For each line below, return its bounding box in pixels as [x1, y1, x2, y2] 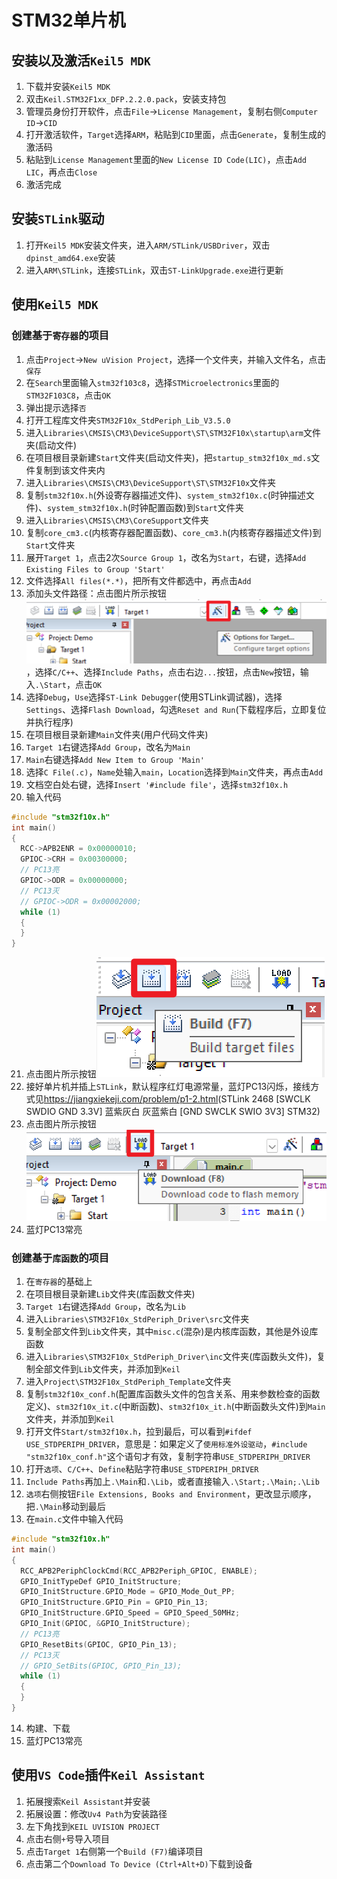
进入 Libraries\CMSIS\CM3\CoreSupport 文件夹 [25, 514, 209, 526]
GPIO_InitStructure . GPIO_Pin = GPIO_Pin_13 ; [20, 1597, 209, 1608]
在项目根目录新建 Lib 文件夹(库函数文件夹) [25, 1288, 196, 1300]
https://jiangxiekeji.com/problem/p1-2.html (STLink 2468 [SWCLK [43, 1093, 311, 1105]
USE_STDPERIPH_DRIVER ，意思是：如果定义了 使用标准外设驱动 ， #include [25, 1438, 308, 1450]
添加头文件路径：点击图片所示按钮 [25, 587, 167, 599]
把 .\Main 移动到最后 [25, 1501, 106, 1513]
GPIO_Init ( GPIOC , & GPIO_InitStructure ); [20, 1619, 191, 1629]
